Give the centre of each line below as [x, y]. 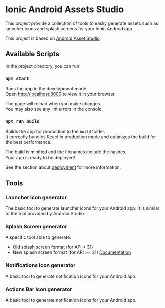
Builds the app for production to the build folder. [55, 132]
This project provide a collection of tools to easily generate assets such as [82, 23]
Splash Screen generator [36, 226]
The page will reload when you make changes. [53, 104]
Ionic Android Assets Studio [65, 9]
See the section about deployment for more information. [63, 167]
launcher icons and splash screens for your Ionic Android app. [69, 28]
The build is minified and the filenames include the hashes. [66, 152]
